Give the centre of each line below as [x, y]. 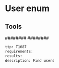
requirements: [19, 51]
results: [14, 56]
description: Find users [30, 60]
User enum [27, 8]
